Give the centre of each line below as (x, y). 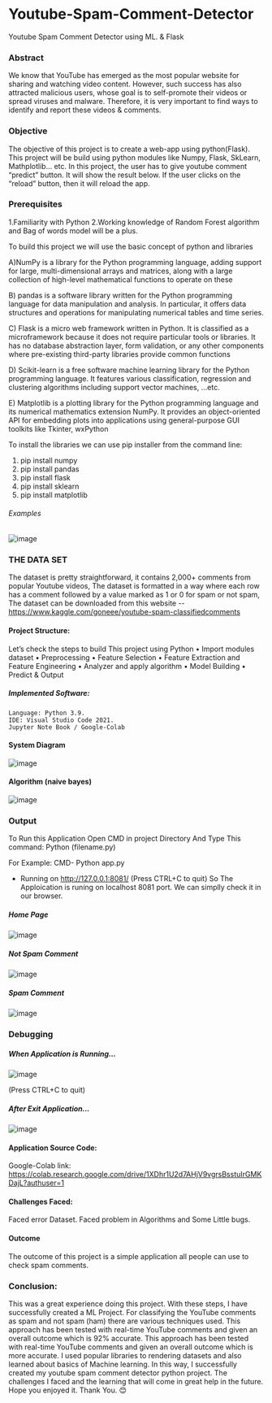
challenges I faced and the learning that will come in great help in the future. (136, 1381)
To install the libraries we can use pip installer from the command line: (125, 445)
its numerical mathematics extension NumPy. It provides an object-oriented (134, 411)
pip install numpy (49, 460)
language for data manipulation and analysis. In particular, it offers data (127, 304)
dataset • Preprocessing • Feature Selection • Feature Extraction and (125, 657)
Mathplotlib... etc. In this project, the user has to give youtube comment (128, 166)
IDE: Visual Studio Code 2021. (61, 720)
